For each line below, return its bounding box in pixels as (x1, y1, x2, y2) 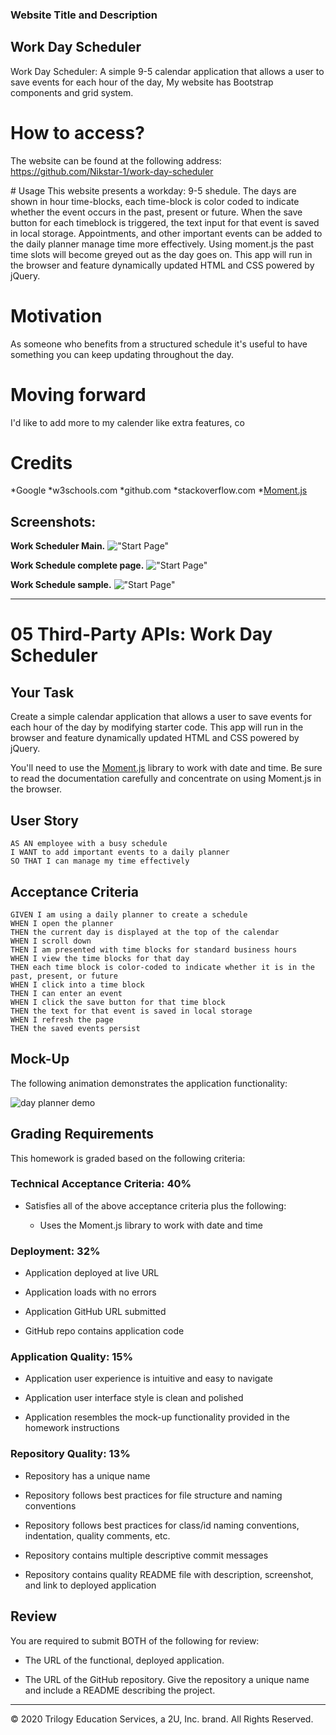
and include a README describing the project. (24, 1684, 216, 1696)
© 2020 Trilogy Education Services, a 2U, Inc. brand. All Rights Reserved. (10, 1713, 314, 1725)
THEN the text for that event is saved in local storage (10, 1006, 253, 1016)
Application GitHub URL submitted (24, 1306, 167, 1318)
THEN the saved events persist (10, 1023, 141, 1033)
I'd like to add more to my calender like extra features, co (10, 416, 245, 428)
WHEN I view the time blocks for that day (10, 953, 190, 963)
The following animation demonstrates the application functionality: (10, 1077, 288, 1089)
